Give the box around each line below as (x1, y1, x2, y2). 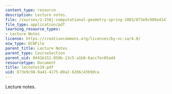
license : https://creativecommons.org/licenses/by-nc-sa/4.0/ (5, 36, 141, 42)
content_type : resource (5, 7, 56, 13)
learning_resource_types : (5, 27, 60, 32)
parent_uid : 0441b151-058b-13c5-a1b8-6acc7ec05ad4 (5, 55, 116, 61)
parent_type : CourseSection (5, 50, 66, 55)
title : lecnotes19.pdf (5, 65, 54, 70)
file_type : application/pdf (5, 22, 66, 27)
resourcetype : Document (5, 60, 56, 65)
